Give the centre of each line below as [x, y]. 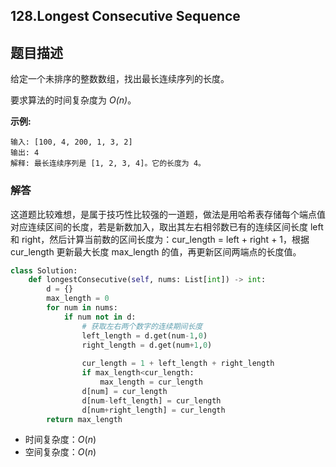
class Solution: [44, 270]
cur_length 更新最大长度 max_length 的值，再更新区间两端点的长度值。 [156, 251]
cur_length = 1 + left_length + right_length [178, 364]
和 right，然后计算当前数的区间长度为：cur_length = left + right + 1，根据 [160, 239]
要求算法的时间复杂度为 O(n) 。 [73, 100]
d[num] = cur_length [124, 391]
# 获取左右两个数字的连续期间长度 [142, 326]
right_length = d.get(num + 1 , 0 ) [147, 345]
